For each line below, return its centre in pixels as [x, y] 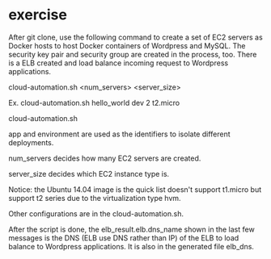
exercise [38, 15]
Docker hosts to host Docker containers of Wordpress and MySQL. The [127, 45]
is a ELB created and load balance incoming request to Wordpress [119, 63]
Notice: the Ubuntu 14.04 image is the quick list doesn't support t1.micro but [135, 189]
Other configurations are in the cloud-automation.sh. [96, 213]
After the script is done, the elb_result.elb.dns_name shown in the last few [131, 229]
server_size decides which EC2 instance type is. [89, 173]
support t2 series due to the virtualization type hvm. [95, 198]
